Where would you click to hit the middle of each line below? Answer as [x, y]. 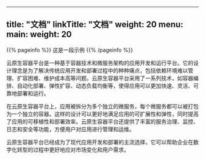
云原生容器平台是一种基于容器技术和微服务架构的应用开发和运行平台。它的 [100, 63]
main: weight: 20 [39, 34]
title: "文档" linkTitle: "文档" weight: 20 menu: [95, 25]
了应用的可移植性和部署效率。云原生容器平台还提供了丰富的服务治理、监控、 [103, 121]
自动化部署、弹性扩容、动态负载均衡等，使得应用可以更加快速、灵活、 [105, 85]
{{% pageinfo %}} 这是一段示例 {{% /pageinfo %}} [70, 50]
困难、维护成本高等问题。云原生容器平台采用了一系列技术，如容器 [110, 78]
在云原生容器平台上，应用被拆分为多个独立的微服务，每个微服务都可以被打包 [103, 106]
